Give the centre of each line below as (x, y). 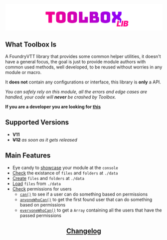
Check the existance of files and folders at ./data (65, 173)
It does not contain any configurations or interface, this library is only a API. (83, 82)
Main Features (28, 156)
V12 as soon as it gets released (45, 139)
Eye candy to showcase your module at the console (65, 167)
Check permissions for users (42, 188)
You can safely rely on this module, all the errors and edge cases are (76, 91)
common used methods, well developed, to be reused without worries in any (84, 67)
